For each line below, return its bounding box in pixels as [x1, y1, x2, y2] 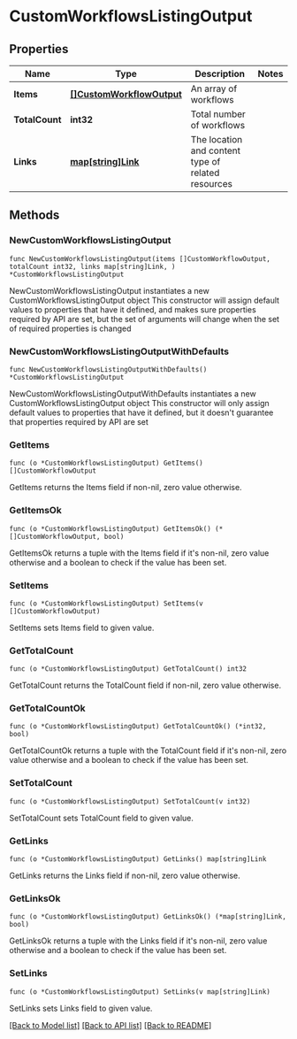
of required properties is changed [9, 323, 132, 334]
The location [190, 134, 243, 145]
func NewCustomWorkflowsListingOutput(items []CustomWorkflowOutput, [9, 254, 271, 263]
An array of [190, 82, 238, 95]
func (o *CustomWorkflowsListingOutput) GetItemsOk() [9, 524, 212, 533]
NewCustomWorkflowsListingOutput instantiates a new [9, 285, 209, 296]
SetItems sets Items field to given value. [9, 622, 155, 633]
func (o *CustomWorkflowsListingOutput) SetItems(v [9, 599, 203, 608]
